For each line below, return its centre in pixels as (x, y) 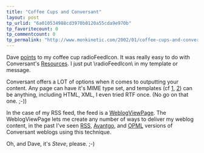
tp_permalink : (24, 40)
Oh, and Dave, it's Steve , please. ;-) (51, 144)
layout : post (23, 18)
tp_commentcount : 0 (31, 34)
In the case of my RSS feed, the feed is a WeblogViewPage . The (87, 113)
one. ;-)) (17, 101)
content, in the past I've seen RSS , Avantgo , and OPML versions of (90, 125)
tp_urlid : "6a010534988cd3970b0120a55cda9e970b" (69, 23)
